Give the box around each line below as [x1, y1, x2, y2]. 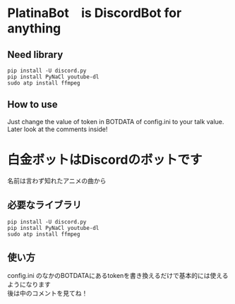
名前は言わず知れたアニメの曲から [7, 176, 107, 185]
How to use [7, 99, 58, 111]
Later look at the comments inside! [7, 125, 108, 133]
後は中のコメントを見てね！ [7, 289, 88, 298]
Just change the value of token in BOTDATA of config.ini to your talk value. [7, 117, 224, 126]
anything [7, 20, 61, 37]
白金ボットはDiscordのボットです [7, 152, 203, 168]
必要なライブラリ [7, 199, 82, 211]
